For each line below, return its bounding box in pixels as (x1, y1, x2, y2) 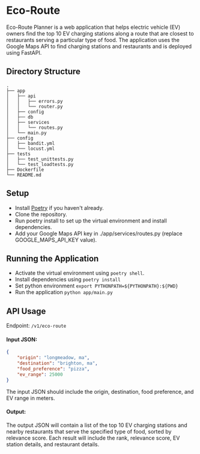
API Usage (6, 306, 46, 316)
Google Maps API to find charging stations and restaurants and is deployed (6, 43, 192, 50)
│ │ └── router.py (6, 103, 63, 109)
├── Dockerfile (6, 167, 44, 173)
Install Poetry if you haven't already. (14, 204, 104, 211)
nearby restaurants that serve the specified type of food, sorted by (6, 428, 172, 435)
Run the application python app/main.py (14, 289, 113, 296)
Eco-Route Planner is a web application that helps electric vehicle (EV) (6, 23, 181, 31)
